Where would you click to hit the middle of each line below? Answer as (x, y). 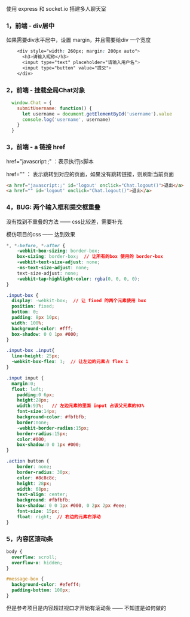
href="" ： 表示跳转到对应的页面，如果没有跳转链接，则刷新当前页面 (90, 174)
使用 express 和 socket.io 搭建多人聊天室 (56, 9)
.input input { (25, 378)
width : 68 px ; (33, 489)
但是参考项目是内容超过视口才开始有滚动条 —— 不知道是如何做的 (86, 608)
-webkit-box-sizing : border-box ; (59, 251)
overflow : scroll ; (35, 557)
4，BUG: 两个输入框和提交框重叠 (53, 207)
